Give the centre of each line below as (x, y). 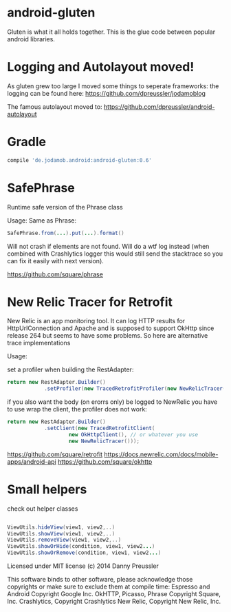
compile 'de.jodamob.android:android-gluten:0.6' (80, 160)
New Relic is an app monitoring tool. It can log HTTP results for (96, 321)
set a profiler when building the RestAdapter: (70, 369)
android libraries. (31, 39)
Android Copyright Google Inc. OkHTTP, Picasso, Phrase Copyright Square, (114, 594)
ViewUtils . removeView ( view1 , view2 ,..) (64, 540)
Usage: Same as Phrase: (42, 220)
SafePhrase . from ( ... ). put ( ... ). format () (66, 233)
